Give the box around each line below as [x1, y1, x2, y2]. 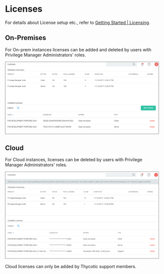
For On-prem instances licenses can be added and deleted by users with [5, 46, 151, 52]
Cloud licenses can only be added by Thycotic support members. [5, 264, 137, 270]
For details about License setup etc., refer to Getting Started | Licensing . [5, 20, 150, 25]
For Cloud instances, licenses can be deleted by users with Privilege [5, 157, 143, 163]
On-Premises [5, 34, 46, 42]
